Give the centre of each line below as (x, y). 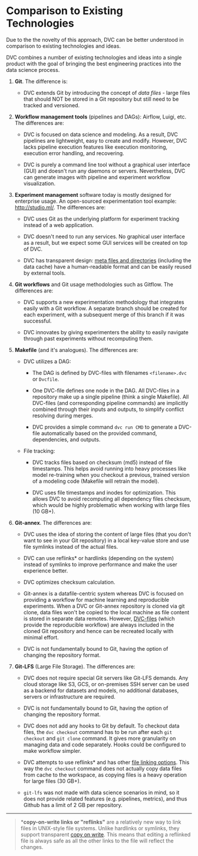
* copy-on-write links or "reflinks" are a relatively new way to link (101, 822)
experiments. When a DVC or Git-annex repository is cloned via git (104, 606)
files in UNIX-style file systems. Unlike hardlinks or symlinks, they (100, 828)
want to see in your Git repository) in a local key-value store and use (106, 540)
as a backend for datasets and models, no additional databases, (101, 690)
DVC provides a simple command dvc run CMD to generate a (105, 427)
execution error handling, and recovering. (74, 153)
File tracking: (39, 451)
